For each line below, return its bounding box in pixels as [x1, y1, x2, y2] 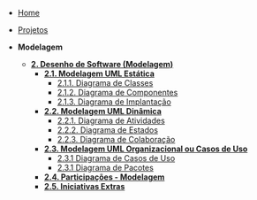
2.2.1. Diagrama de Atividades [57, 115, 165, 126]
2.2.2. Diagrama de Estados [57, 125, 159, 135]
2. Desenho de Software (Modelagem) [30, 59, 174, 69]
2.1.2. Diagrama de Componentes [57, 88, 178, 97]
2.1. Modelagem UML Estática [43, 68, 155, 79]
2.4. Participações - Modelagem [43, 172, 165, 182]
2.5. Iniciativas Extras [43, 181, 125, 191]
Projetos [17, 25, 49, 35]
